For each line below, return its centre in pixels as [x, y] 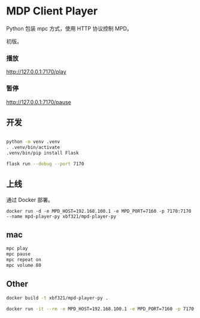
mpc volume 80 [24, 266]
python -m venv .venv [33, 142]
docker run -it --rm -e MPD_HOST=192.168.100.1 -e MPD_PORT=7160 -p [93, 309]
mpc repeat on [24, 260]
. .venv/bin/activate [33, 148]
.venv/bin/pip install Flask [43, 153]
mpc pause [19, 254]
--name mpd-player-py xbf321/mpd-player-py [61, 216]
